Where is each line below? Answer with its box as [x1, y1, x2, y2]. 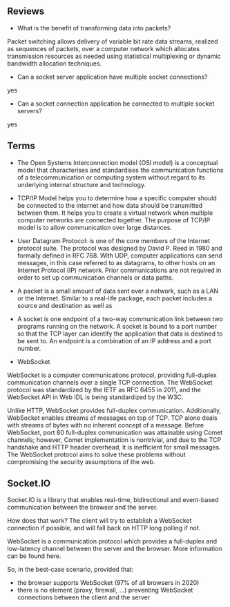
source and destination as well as [17, 301, 113, 309]
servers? [17, 106, 43, 115]
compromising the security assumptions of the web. [7, 457, 155, 465]
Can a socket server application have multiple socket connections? [17, 73, 208, 81]
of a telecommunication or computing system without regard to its [17, 173, 206, 182]
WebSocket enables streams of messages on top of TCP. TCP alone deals [7, 414, 218, 422]
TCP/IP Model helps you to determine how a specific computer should [17, 193, 218, 202]
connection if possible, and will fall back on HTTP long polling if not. [7, 524, 201, 532]
